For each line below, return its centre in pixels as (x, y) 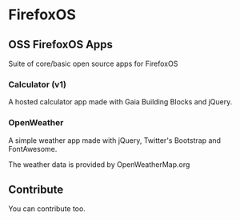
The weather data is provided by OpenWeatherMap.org (99, 164)
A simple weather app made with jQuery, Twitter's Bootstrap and (115, 140)
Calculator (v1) (37, 84)
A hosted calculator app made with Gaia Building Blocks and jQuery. (120, 102)
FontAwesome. (33, 149)
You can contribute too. (47, 209)
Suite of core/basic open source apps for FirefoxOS (93, 63)
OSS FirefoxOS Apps (61, 45)
